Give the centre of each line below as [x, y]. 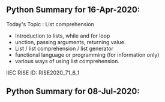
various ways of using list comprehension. [67, 61]
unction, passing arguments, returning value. [70, 42]
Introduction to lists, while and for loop [62, 36]
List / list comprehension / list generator [64, 48]
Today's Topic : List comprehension [50, 24]
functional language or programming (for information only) [87, 55]
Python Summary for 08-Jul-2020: [73, 92]
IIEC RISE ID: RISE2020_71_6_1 [43, 72]
